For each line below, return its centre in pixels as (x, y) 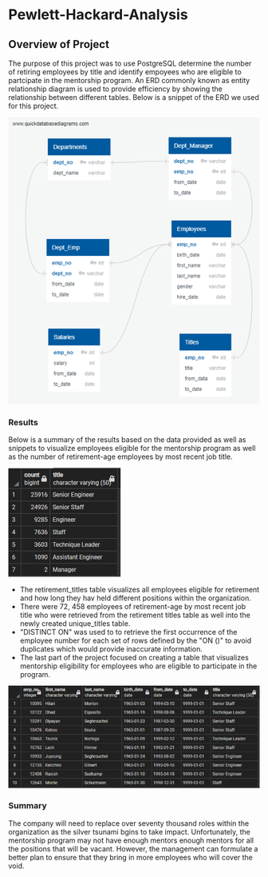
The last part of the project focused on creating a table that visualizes (134, 657)
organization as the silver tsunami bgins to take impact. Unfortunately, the (130, 831)
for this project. (33, 106)
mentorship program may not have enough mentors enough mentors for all (131, 840)
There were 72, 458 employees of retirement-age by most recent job (133, 606)
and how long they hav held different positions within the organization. (135, 598)
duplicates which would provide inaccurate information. (111, 648)
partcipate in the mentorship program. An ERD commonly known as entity (129, 80)
